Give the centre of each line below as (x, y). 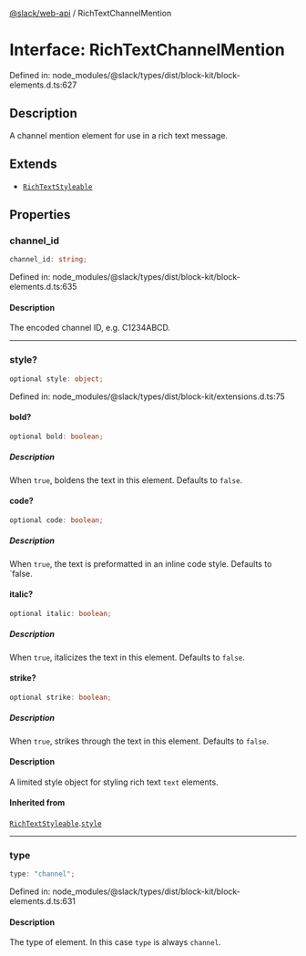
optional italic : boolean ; (61, 613)
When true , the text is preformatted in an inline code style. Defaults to (141, 563)
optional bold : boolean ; (56, 437)
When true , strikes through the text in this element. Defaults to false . (139, 741)
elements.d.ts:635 (43, 287)
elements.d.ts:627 (43, 85)
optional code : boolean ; (56, 520)
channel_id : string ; (49, 260)
